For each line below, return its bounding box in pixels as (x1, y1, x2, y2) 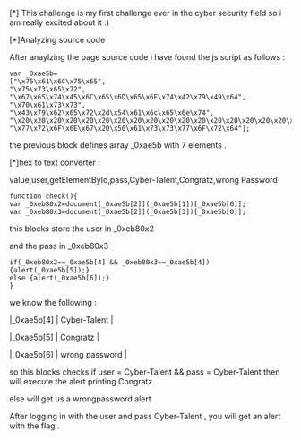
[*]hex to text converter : (9, 157, 100, 168)
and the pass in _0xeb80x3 (9, 241, 109, 251)
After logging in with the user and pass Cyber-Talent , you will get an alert (9, 411, 281, 421)
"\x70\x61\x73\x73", (9, 100, 87, 109)
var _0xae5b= (9, 69, 58, 78)
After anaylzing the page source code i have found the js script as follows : (9, 52, 285, 62)
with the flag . (9, 420, 60, 431)
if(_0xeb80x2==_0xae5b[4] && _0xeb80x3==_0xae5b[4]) (9, 258, 211, 267)
